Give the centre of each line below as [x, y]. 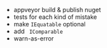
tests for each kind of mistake [55, 17]
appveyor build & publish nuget [57, 10]
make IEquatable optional [49, 24]
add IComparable [38, 31]
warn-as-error [34, 39]
